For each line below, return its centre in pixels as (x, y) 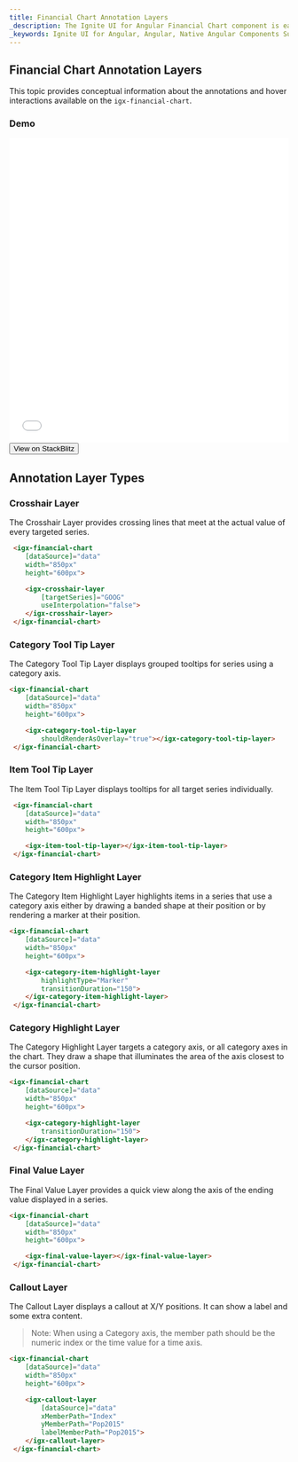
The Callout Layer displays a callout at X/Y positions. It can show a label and (149, 1307)
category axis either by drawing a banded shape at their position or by (137, 906)
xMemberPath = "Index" (79, 1416)
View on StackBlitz (44, 449)
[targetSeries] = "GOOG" (83, 597)
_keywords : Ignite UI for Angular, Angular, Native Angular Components (144, 34)
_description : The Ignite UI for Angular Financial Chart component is (144, 26)
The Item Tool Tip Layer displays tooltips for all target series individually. (141, 789)
